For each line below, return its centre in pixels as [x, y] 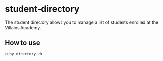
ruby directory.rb [24, 54]
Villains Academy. [23, 27]
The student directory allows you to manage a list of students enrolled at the [82, 22]
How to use [22, 43]
